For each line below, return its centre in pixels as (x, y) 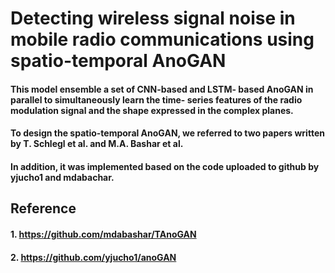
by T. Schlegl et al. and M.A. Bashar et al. (97, 144)
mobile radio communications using (162, 39)
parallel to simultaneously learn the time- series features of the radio (156, 99)
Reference (43, 208)
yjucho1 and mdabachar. (62, 177)
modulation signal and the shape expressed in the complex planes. (152, 110)
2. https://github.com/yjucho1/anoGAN (93, 257)
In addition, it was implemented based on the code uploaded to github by (165, 166)
